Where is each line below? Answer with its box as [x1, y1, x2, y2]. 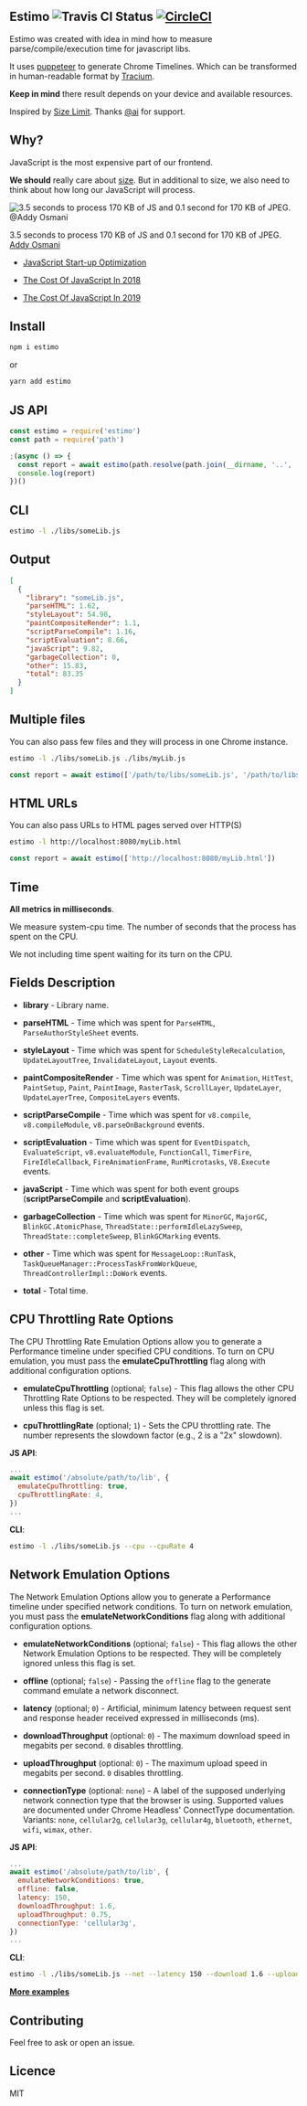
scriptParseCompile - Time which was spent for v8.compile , [22, 1109, 251, 1120]
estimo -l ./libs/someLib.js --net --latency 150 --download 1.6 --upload [9, 1970, 301, 1979]
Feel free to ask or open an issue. [9, 2037, 135, 2047]
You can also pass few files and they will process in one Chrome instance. [9, 736, 289, 747]
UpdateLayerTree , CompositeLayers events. [22, 1091, 181, 1102]
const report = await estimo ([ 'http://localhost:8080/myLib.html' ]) [9, 854, 276, 864]
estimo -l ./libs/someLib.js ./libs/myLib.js [9, 753, 185, 763]
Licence [9, 2063, 57, 2079]
